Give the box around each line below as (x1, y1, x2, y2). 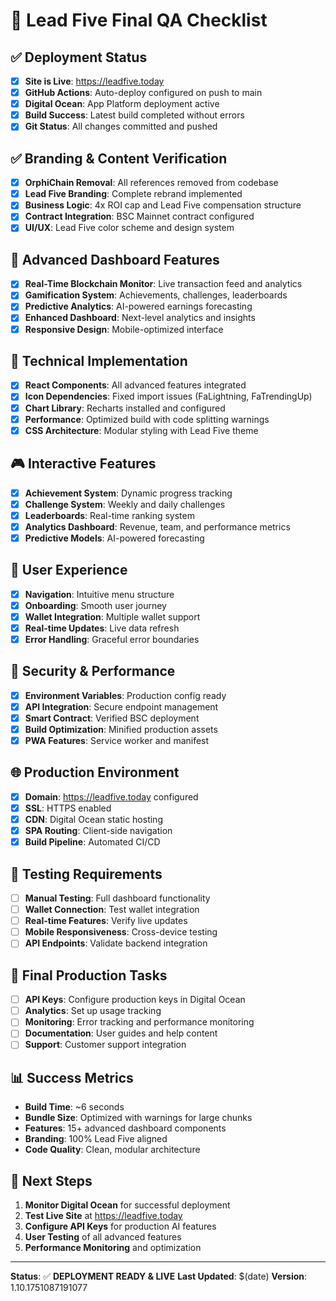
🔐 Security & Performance (10, 663, 176, 680)
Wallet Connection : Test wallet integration (24, 904, 200, 916)
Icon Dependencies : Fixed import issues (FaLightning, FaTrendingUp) (24, 390, 313, 403)
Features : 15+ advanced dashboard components (24, 1122, 227, 1134)
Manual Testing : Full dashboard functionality (24, 892, 211, 904)
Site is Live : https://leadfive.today (24, 75, 165, 87)
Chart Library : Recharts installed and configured (24, 402, 226, 414)
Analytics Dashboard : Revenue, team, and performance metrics (24, 520, 291, 533)
